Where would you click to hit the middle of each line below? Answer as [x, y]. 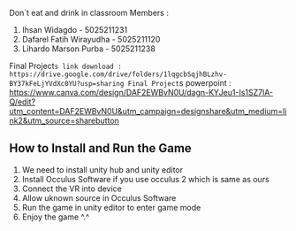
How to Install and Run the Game [100, 148]
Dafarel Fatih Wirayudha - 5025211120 [91, 39]
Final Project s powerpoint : [179, 83]
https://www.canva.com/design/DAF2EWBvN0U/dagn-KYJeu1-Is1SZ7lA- [141, 92]
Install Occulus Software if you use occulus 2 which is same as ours [145, 179]
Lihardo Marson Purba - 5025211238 [89, 49]
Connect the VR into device [72, 189]
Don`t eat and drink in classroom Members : [89, 13]
